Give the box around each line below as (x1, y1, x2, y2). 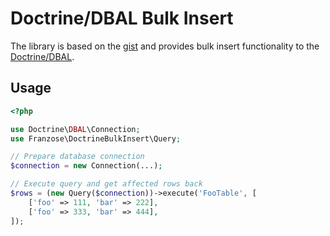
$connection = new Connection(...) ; (10, 161, 163, 171)
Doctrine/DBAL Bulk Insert (10, 7, 234, 30)
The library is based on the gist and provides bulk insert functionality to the (10, 40, 320, 52)
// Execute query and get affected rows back (10, 179, 203, 189)
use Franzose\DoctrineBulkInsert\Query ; (10, 133, 182, 144)
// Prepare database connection (10, 152, 145, 162)
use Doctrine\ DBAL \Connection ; (10, 124, 141, 134)
